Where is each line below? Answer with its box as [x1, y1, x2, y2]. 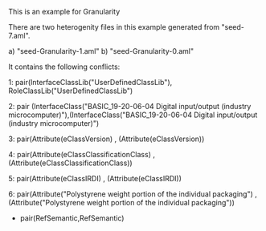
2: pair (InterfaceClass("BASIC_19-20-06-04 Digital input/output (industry [8, 102, 252, 111]
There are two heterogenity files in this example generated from [8, 22, 220, 31]
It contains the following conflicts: [8, 62, 121, 71]
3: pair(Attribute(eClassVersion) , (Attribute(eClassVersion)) [8, 134, 205, 144]
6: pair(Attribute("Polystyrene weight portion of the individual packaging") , [8, 189, 257, 199]
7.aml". [8, 31, 31, 40]
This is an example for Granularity [8, 7, 121, 16]
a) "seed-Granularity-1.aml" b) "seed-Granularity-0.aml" [8, 47, 194, 55]
